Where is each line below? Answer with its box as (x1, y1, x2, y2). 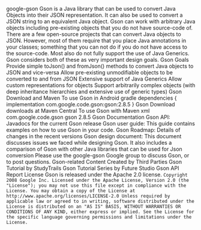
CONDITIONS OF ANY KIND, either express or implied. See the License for (6, 209, 195, 215)
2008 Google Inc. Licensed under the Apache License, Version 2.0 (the (6, 177, 189, 183)
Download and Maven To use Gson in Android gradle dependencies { (6, 94, 177, 101)
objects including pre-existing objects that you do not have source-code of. (6, 24, 193, 31)
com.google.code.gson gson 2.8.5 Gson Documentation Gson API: (6, 113, 171, 121)
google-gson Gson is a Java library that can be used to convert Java (6, 5, 176, 12)
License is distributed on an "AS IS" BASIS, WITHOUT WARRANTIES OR (6, 204, 181, 210)
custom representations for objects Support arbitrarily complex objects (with (6, 82, 196, 89)
